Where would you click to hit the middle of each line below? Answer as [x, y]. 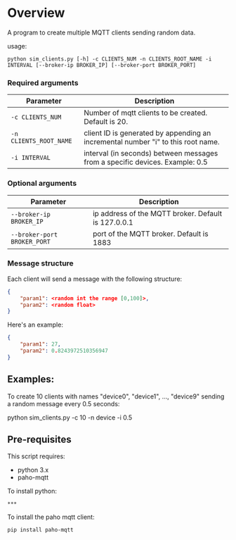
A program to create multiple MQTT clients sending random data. [101, 32]
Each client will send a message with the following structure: [95, 279]
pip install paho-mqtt [40, 530]
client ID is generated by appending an [147, 133]
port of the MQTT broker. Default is [150, 234]
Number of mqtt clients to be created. [146, 113]
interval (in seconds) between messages [151, 153]
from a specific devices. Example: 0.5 [146, 162]
